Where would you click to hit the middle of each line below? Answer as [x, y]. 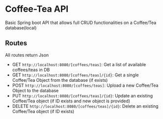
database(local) [21, 27]
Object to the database [35, 90]
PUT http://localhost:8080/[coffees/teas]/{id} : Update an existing [82, 95]
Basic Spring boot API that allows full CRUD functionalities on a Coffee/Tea [81, 23]
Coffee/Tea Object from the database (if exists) [60, 80]
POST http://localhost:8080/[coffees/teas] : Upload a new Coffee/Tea [85, 85]
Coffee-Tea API [37, 9]
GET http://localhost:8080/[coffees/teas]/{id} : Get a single [75, 75]
